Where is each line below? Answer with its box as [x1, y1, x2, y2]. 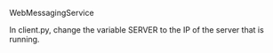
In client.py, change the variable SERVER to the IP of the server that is [9, 25, 264, 34]
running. [9, 34, 40, 44]
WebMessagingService [9, 8, 95, 18]
